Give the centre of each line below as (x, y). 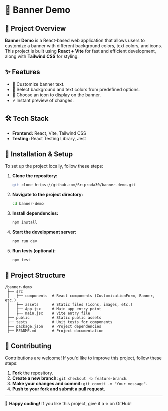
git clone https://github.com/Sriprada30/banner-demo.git (74, 185)
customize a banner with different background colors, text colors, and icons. (84, 46)
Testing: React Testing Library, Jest (49, 138)
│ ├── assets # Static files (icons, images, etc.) (70, 304)
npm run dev (25, 241)
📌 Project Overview (36, 29)
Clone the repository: (35, 176)
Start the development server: (44, 232)
